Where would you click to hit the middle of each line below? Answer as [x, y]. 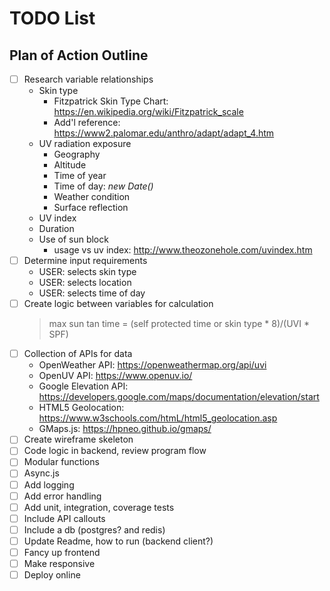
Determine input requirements [85, 261]
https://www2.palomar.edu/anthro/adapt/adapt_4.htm [164, 133]
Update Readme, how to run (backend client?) [118, 541]
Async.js [41, 473]
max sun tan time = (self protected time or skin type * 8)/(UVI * [179, 324]
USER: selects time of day [92, 293]
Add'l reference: [87, 123]
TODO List [52, 18]
